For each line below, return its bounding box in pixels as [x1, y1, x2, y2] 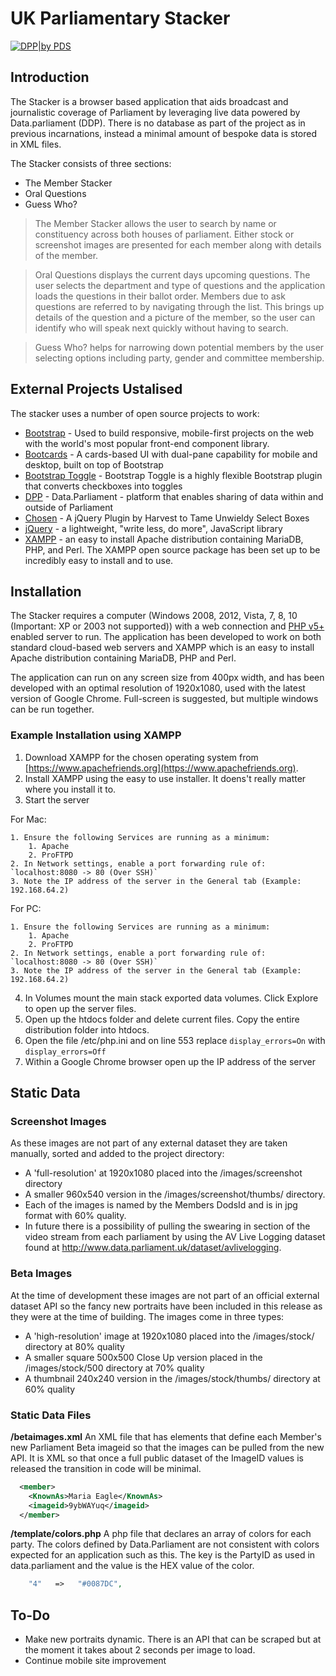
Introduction [10, 69, 90, 86]
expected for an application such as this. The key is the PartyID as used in [10, 1549, 316, 1561]
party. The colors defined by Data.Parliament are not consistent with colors [10, 1538, 320, 1551]
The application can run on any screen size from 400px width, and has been [10, 672, 325, 684]
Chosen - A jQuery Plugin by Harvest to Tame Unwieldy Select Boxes [24, 512, 310, 524]
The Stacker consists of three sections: [10, 157, 172, 169]
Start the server [24, 793, 90, 806]
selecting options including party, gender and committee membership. [34, 352, 325, 364]
